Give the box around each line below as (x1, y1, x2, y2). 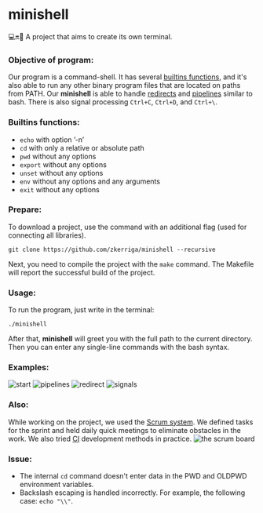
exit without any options (19, 184, 100, 194)
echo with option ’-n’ (19, 135, 85, 144)
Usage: (8, 287, 37, 298)
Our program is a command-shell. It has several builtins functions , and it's (8, 72, 247, 82)
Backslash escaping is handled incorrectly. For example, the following (19, 488, 246, 497)
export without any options (19, 159, 108, 169)
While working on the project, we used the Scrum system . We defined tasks (8, 417, 254, 427)
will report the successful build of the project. (8, 267, 155, 277)
